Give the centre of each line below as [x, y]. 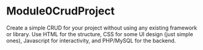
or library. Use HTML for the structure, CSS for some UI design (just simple [100, 34]
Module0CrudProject [61, 11]
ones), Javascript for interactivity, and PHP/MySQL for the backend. [91, 40]
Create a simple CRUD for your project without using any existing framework [102, 28]
